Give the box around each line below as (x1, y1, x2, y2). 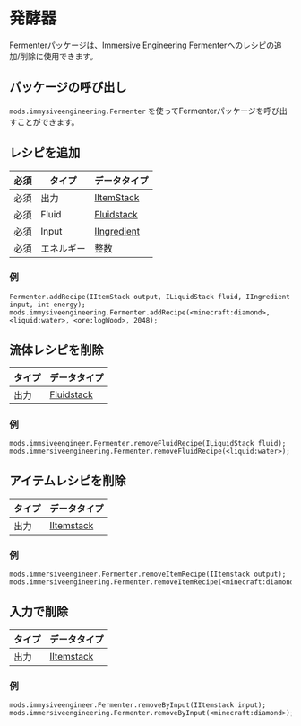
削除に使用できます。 (20, 50, 99, 61)
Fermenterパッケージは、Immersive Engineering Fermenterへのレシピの (9, 40, 275, 50)
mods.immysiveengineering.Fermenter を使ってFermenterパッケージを (9, 105, 264, 116)
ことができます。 (16, 116, 80, 127)
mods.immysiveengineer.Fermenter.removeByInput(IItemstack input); (9, 701, 267, 710)
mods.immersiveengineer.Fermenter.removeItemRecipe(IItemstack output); (9, 570, 287, 580)
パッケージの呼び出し (9, 80, 127, 95)
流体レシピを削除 (9, 342, 104, 358)
